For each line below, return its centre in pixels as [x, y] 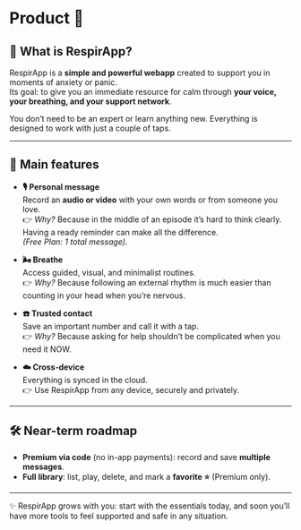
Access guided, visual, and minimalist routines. [109, 272]
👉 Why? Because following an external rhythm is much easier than [146, 282]
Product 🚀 [47, 18]
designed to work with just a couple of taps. [90, 128]
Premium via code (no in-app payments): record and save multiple [146, 457]
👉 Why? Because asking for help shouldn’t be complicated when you [151, 336]
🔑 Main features [55, 165]
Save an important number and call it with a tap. [111, 326]
